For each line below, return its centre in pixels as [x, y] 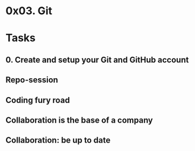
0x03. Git [29, 11]
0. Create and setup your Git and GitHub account [97, 60]
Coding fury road [38, 100]
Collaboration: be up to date [58, 140]
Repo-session [32, 80]
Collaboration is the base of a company [79, 120]
